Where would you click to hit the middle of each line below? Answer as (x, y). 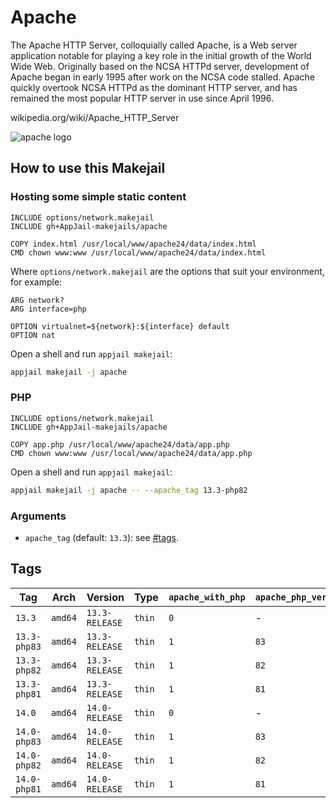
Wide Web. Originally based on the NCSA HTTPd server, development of (160, 66)
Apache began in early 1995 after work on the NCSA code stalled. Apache (162, 77)
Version (105, 597)
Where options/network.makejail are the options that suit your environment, (167, 271)
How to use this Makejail (88, 168)
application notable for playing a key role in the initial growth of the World (161, 55)
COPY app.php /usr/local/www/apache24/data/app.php (120, 444)
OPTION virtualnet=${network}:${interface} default (120, 326)
